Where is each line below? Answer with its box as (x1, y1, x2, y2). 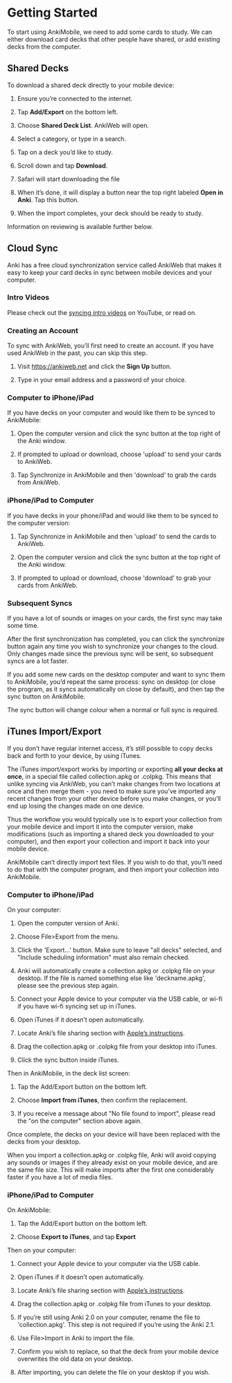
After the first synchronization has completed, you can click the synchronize (7, 635, 225, 643)
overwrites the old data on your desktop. (17, 1355, 134, 1363)
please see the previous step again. (17, 982, 119, 990)
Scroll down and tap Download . (17, 161, 108, 170)
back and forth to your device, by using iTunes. (7, 751, 142, 759)
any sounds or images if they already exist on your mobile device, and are (7, 1158, 218, 1167)
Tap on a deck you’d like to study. (17, 147, 113, 156)
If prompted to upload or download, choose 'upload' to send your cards (17, 450, 222, 458)
